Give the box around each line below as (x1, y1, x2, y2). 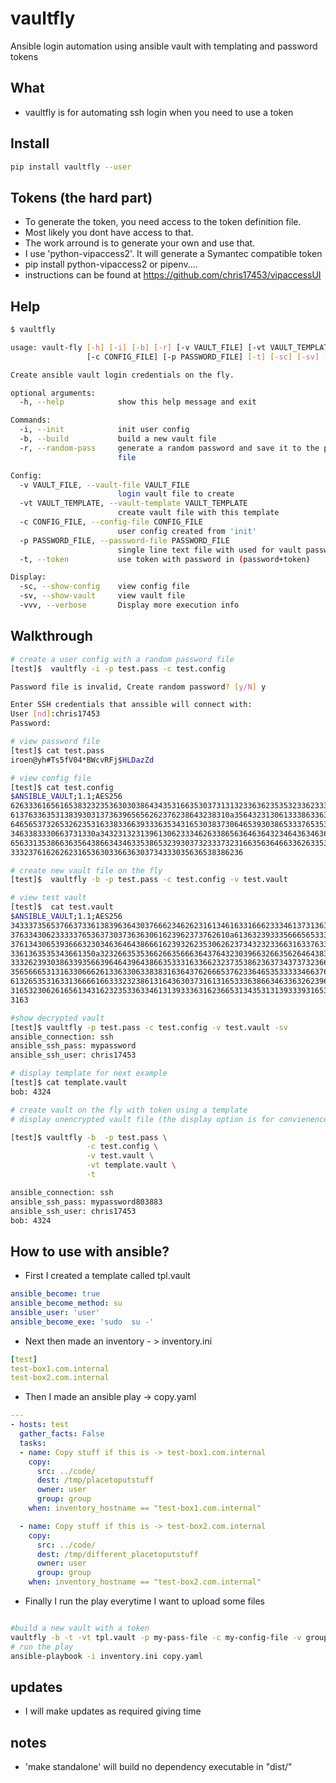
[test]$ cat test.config (10, 782, 114, 792)
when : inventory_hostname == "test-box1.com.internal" (28, 1503, 262, 1514)
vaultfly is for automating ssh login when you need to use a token (24, 106, 294, 118)
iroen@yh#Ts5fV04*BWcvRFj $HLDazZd (10, 755, 155, 765)
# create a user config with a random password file (10, 654, 235, 664)
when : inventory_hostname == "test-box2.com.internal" (28, 1577, 262, 1587)
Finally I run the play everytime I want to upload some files (24, 1595, 266, 1607)
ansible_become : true (10, 1289, 101, 1299)
